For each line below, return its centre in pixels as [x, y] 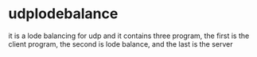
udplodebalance [63, 14]
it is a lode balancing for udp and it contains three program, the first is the [129, 36]
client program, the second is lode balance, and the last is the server [121, 44]
